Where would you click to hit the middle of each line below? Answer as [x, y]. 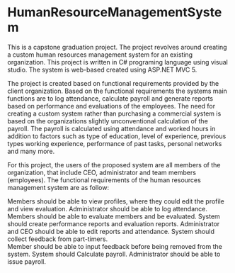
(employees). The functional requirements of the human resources [104, 180]
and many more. [31, 151]
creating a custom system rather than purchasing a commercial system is [114, 113]
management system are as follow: [58, 187]
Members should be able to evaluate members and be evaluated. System [114, 216]
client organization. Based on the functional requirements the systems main [117, 91]
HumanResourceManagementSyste [115, 12]
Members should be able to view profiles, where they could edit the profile [116, 201]
